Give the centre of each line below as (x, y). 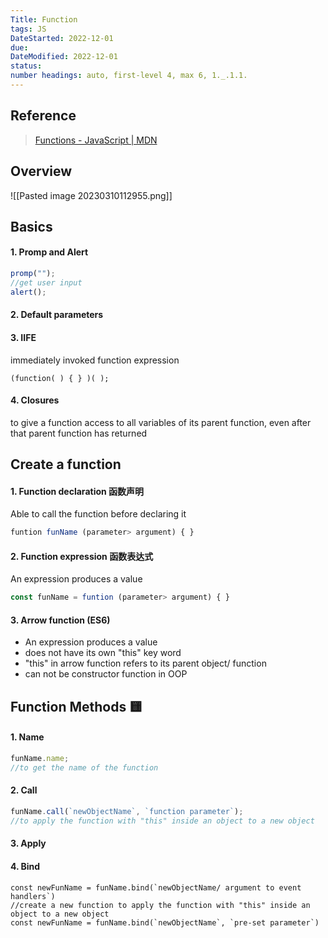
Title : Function (44, 19)
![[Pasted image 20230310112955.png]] (91, 195)
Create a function (66, 464)
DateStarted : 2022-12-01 (62, 38)
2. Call (24, 790)
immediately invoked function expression (95, 360)
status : (26, 66)
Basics (31, 226)
